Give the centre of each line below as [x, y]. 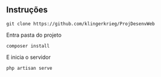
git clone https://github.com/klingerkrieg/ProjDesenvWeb [80, 23]
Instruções [27, 10]
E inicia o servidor [29, 57]
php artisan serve [29, 68]
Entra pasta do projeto [34, 35]
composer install [28, 46]
